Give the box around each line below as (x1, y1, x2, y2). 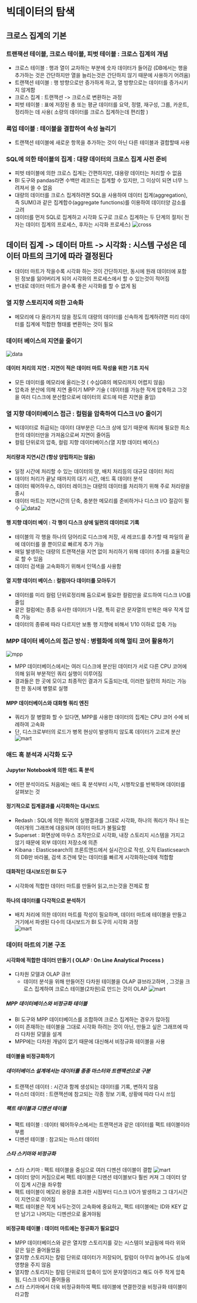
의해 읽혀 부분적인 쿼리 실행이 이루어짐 (14, 670, 103, 677)
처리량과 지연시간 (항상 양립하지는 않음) (6, 453, 96, 460)
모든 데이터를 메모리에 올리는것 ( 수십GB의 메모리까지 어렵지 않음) (14, 379, 165, 386)
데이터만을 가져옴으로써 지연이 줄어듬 (25, 431, 111, 438)
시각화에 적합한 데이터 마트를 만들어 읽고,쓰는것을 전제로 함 (14, 882, 150, 889)
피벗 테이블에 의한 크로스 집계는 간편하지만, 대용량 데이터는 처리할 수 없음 (14, 169, 182, 177)
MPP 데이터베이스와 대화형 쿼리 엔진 (6, 699, 89, 706)
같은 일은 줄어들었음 (14, 1247, 60, 1254)
